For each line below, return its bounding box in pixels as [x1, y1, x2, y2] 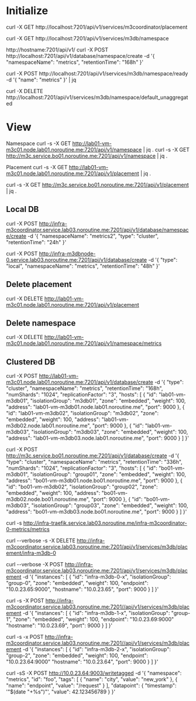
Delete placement [6, 279, 72, 289]
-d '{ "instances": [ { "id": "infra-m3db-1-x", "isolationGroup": [22, 610, 170, 617]
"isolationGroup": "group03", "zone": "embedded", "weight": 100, [31, 502, 188, 509]
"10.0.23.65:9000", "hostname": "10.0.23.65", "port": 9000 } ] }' [6, 586, 159, 593]
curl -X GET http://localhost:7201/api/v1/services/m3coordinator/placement [6, 23, 188, 30]
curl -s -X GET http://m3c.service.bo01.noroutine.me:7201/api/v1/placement [6, 181, 189, 188]
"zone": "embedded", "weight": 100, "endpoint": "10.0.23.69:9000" [13, 616, 174, 623]
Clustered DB [6, 357, 56, 367]
